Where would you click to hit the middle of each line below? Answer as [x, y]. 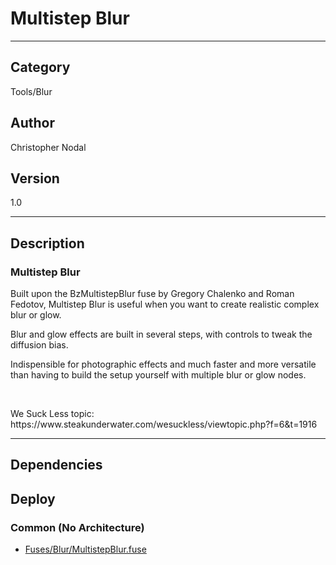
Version [35, 178]
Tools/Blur [31, 91]
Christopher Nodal [48, 147]
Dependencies [56, 465]
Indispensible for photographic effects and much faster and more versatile [163, 364]
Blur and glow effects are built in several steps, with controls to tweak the [161, 334]
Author [32, 123]
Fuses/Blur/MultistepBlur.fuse [85, 549]
